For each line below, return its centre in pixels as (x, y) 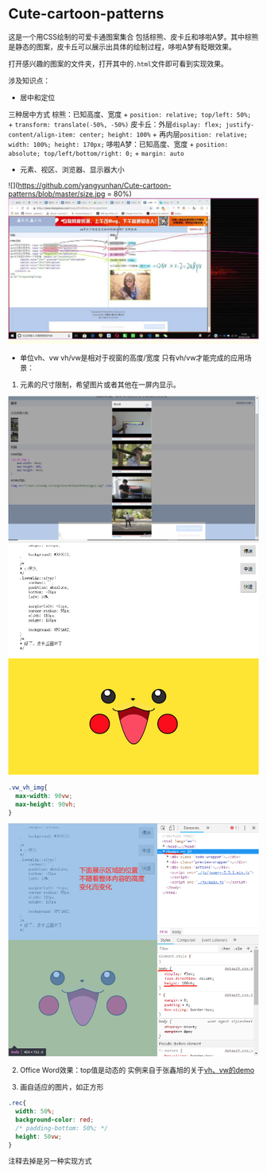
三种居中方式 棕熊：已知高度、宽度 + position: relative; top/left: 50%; (130, 114)
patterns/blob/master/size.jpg (57, 194)
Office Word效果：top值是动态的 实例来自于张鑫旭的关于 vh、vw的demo (137, 1070)
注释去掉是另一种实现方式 (50, 1161)
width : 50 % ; (35, 1112)
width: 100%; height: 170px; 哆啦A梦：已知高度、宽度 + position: (118, 144)
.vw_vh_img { (28, 788)
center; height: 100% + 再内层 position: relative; (163, 134)
